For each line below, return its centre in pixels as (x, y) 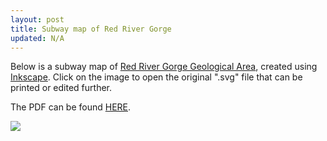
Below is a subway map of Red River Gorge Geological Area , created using (164, 67)
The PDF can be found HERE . (71, 107)
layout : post (37, 19)
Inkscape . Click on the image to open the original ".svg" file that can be (156, 77)
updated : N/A (37, 38)
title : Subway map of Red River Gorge (91, 29)
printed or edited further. (61, 88)
